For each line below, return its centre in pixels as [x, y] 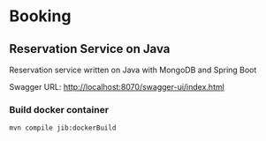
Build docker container [59, 109]
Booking [40, 16]
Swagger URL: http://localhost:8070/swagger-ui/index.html [117, 87]
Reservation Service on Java [90, 49]
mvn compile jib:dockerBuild [63, 128]
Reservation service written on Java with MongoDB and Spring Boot [133, 70]
